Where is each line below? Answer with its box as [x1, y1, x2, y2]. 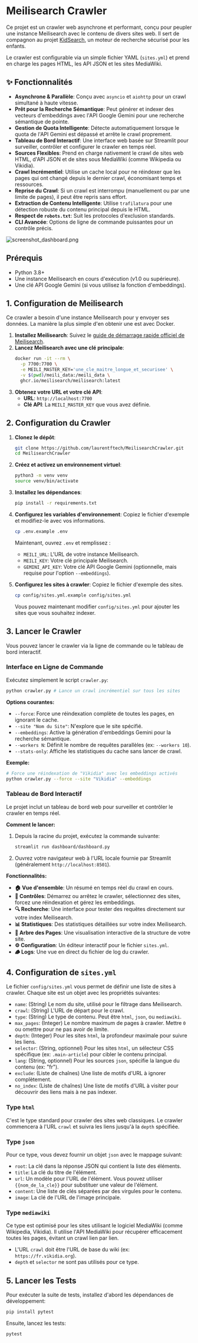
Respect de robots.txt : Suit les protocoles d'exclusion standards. [14, 212, 175, 219]
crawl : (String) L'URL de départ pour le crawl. [14, 1007, 125, 1014]
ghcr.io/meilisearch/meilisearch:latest [20, 378, 121, 384]
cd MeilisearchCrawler [14, 450, 71, 457]
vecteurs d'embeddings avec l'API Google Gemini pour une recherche [14, 112, 184, 119]
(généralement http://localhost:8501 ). [14, 860, 111, 868]
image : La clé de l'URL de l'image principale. [14, 1194, 121, 1201]
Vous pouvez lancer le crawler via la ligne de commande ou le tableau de [6, 642, 184, 649]
